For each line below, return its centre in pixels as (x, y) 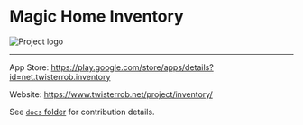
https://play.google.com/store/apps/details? (132, 67)
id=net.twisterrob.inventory (60, 76)
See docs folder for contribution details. (82, 112)
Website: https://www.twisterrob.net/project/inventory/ (111, 94)
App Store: (29, 67)
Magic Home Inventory (96, 17)
